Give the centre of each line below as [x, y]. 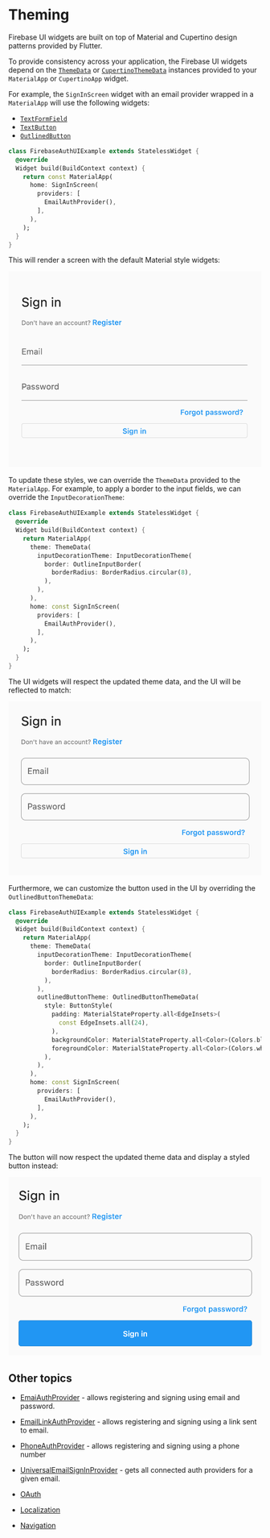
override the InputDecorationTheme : [67, 497]
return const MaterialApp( [68, 177]
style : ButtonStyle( [78, 1006]
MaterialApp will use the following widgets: [79, 102]
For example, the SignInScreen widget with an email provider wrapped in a [131, 94]
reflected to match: [40, 690]
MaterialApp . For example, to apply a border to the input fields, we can [125, 488]
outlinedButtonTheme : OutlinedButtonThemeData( [118, 997]
